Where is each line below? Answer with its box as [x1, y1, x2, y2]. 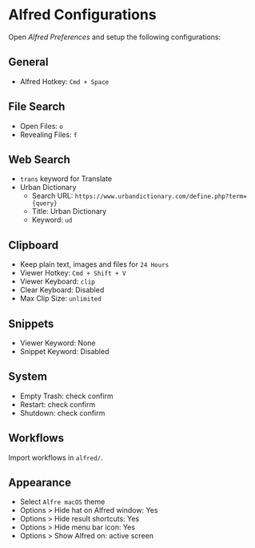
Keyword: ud [31, 215, 73, 225]
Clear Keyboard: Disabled [19, 285, 105, 295]
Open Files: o [19, 121, 64, 131]
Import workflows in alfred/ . [8, 453, 104, 462]
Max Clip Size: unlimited [19, 294, 102, 304]
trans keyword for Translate [19, 174, 113, 183]
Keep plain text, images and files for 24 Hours [19, 260, 169, 269]
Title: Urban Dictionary [31, 207, 107, 216]
